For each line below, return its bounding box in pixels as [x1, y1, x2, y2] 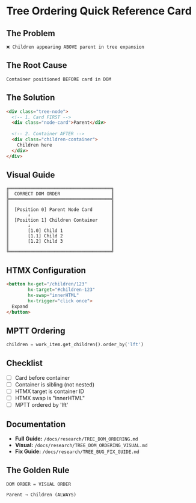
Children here [17, 142, 52, 148]
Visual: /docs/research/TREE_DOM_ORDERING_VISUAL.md [14, 442, 148, 448]
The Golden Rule [6, 465, 70, 475]
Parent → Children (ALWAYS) [6, 492, 77, 498]
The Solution [6, 93, 55, 103]
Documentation [6, 419, 66, 429]
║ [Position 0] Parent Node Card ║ [6, 207, 114, 213]
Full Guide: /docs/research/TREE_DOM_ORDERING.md [14, 435, 138, 442]
